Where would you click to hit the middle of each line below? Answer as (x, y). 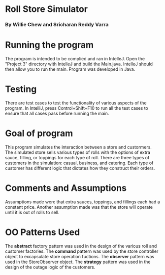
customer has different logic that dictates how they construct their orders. (80, 168)
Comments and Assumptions (66, 188)
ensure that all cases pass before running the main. (57, 113)
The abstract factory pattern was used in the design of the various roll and (81, 246)
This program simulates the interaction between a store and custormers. (78, 147)
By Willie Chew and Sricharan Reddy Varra (57, 25)
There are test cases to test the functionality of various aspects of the (76, 103)
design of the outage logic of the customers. (50, 267)
